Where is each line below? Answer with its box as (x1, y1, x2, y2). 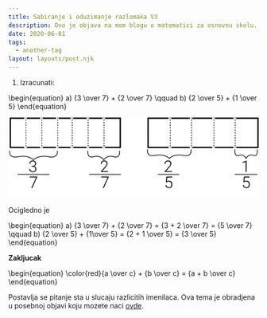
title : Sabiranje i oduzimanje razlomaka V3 (8, 13, 158, 21)
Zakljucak (8, 253, 42, 262)
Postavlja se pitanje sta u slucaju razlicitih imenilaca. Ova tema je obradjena (8, 292, 256, 302)
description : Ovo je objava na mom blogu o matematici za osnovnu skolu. (8, 21, 258, 29)
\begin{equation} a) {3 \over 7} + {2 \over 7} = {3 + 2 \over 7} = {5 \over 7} (8, 221, 253, 230)
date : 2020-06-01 (8, 29, 66, 37)
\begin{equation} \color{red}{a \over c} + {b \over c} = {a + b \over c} (8, 269, 236, 278)
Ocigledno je (8, 206, 50, 214)
